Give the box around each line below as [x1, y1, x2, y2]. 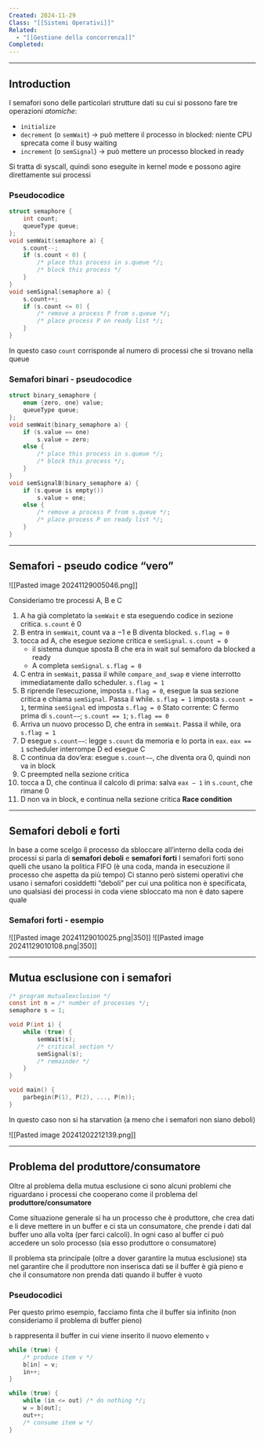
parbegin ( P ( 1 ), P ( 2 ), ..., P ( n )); [23, 1093, 136, 1102]
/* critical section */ [37, 1042, 114, 1051]
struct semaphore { [9, 207, 73, 216]
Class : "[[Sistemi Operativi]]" [9, 19, 114, 27]
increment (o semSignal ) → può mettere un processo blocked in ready [20, 146, 244, 155]
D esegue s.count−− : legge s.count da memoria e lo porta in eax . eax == [20, 736, 251, 745]
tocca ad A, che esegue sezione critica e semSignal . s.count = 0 [20, 635, 228, 645]
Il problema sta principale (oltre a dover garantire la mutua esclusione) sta [9, 1253, 248, 1263]
